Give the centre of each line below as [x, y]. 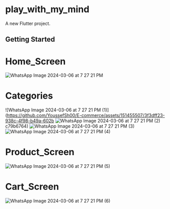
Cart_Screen [32, 187]
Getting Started [30, 39]
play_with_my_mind [47, 9]
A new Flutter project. [28, 23]
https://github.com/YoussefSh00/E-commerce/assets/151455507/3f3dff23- [86, 115]
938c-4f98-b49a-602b [30, 121]
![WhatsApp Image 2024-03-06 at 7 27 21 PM [53, 110]
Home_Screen [36, 61]
